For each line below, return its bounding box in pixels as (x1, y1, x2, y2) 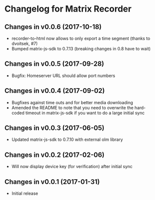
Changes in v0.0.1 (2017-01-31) (4, 178, 100, 186)
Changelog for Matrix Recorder (4, 3, 132, 15)
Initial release (11, 190, 38, 197)
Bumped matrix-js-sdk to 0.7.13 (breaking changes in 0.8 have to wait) (11, 46, 151, 51)
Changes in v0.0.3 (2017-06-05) (4, 124, 105, 132)
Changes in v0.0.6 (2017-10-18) (4, 23, 102, 31)
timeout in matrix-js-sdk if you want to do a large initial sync (25, 110, 145, 116)
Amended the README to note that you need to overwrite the (11, 105, 134, 110)
